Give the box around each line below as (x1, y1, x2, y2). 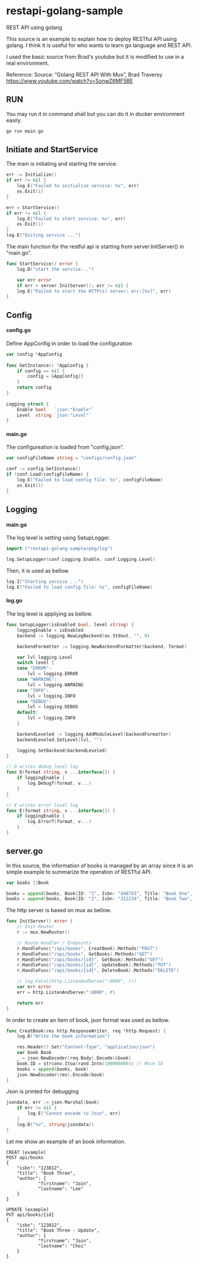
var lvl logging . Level (17, 654, 73, 660)
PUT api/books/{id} (6, 1212, 55, 1217)
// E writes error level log (6, 802, 78, 808)
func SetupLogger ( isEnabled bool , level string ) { (6, 622, 134, 628)
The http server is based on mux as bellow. (6, 907, 112, 914)
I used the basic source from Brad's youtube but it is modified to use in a (6, 53, 184, 60)
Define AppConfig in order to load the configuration (6, 340, 132, 347)
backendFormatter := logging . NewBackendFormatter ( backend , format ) (17, 643, 187, 649)
